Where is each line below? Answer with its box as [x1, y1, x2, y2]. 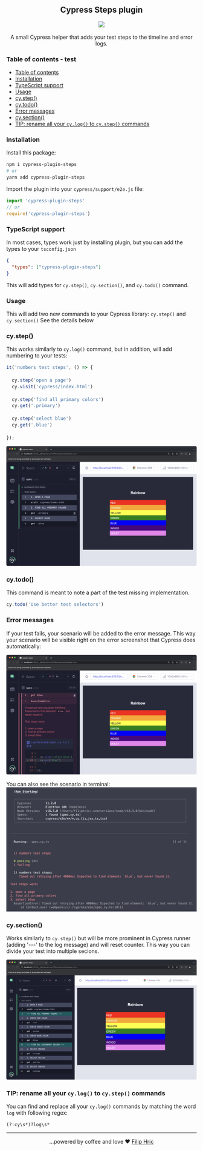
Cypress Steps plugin [60, 5, 143, 15]
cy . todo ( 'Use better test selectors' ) [6, 602, 104, 608]
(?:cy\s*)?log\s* [6, 1121, 50, 1127]
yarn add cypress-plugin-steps [6, 174, 85, 181]
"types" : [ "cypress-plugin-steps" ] [11, 264, 101, 270]
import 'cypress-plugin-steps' [6, 198, 85, 204]
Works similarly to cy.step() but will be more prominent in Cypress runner [6, 935, 191, 942]
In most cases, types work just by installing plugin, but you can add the [6, 239, 183, 246]
